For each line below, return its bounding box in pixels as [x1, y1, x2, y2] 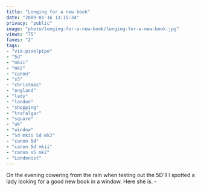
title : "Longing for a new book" [6, 8, 91, 15]
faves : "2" [6, 37, 34, 43]
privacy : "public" [6, 20, 53, 26]
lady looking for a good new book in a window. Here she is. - [6, 178, 157, 185]
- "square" [6, 115, 34, 121]
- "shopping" [6, 104, 39, 111]
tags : [6, 43, 20, 49]
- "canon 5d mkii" [6, 143, 53, 150]
